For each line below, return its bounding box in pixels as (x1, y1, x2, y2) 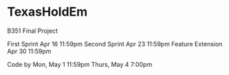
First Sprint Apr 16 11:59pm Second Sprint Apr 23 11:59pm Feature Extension (7, 40, 223, 48)
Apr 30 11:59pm (7, 47, 52, 55)
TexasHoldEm (7, 4, 88, 20)
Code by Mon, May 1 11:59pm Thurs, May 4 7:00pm (7, 60, 153, 68)
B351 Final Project (7, 27, 58, 35)
